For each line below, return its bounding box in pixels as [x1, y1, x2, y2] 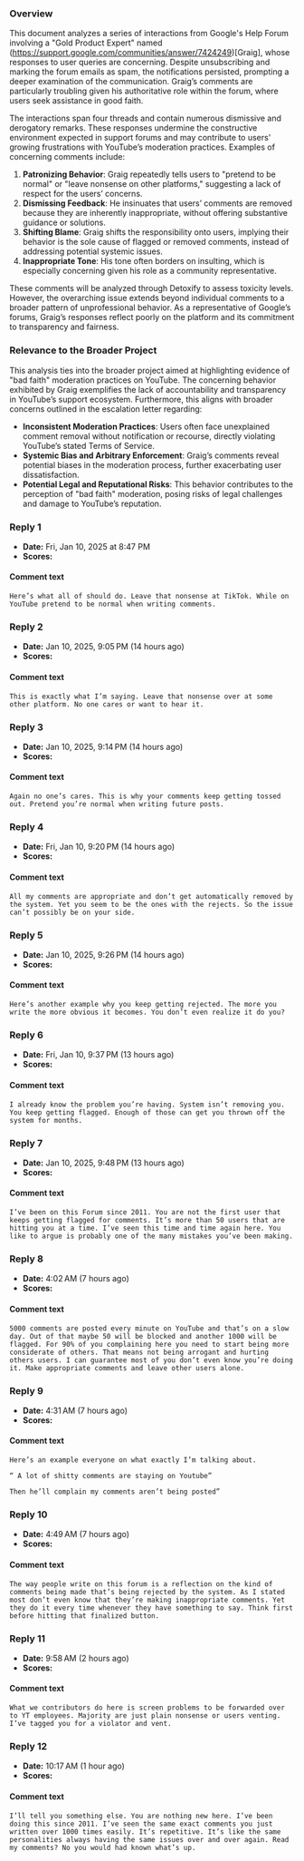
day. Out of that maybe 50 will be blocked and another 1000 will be [9, 1331, 278, 1340]
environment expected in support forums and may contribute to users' [9, 132, 271, 143]
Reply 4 [9, 821, 43, 833]
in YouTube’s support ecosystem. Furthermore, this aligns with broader [9, 394, 273, 404]
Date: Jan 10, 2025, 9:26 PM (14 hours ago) [22, 949, 185, 960]
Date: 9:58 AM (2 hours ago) [22, 1652, 129, 1663]
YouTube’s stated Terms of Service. [22, 440, 156, 451]
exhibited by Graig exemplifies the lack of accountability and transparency [9, 384, 287, 395]
